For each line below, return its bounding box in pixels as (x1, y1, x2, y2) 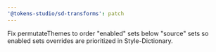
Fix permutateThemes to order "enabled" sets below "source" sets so (7, 29, 209, 37)
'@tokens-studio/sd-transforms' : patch (7, 10, 125, 17)
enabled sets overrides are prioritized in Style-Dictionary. (7, 36, 174, 45)
